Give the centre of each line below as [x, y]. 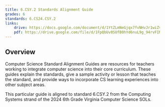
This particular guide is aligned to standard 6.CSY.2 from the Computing [78, 94]
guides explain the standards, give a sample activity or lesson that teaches [81, 74]
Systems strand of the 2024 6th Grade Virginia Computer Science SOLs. [78, 99]
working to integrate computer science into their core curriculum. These [78, 69]
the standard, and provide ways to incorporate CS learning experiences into [82, 79]
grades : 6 [15, 14]
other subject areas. [25, 85]
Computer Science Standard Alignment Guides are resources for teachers [80, 64]
